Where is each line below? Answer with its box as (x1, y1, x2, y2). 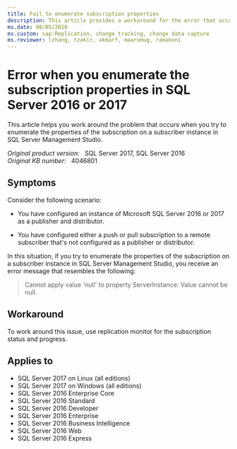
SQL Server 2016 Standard (17, 396, 95, 405)
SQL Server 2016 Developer (17, 404, 99, 412)
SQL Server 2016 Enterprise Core (17, 389, 115, 397)
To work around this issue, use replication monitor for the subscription (7, 327, 212, 335)
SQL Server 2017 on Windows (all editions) (17, 381, 142, 390)
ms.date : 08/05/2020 (7, 23, 68, 30)
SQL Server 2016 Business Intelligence (17, 419, 130, 427)
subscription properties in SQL (7, 82, 190, 98)
